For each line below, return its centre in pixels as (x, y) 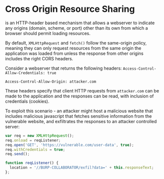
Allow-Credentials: (25, 73)
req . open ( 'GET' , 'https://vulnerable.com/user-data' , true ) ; (70, 145)
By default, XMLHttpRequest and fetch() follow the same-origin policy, (76, 43)
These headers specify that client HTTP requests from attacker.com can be (82, 90)
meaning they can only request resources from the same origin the (73, 48)
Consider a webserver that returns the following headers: (64, 68)
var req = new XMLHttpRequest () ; (40, 135)
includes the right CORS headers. (39, 58)
